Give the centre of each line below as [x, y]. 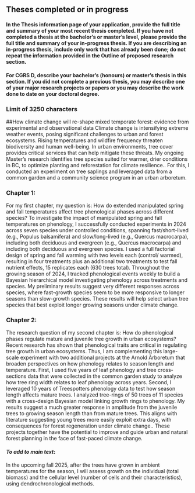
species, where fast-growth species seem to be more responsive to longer [95, 292]
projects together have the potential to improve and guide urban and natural [97, 432]
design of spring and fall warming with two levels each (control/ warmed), [95, 255]
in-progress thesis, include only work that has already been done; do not [96, 49]
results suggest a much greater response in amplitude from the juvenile [92, 407]
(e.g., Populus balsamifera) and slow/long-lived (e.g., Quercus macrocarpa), [97, 237]
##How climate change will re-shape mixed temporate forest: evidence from [97, 122]
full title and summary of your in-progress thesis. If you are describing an [97, 43]
